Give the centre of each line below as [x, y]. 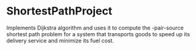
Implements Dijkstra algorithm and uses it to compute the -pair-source [95, 28]
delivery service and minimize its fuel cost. [60, 40]
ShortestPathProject [59, 11]
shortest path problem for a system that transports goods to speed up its [98, 34]
